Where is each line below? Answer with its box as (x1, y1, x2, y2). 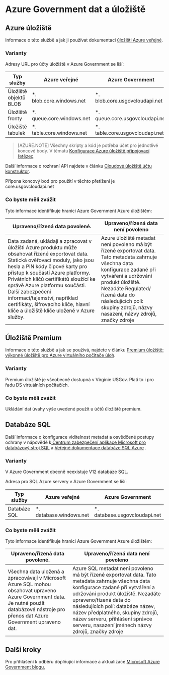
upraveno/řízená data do (72, 597, 131, 604)
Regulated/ (125, 285, 151, 292)
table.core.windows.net (32, 130, 87, 137)
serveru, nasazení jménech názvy (72, 622, 152, 629)
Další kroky (5, 645, 41, 654)
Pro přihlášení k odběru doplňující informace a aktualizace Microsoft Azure (5, 659, 160, 665)
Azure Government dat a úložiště (5, 4, 146, 15)
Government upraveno (8, 618, 61, 626)
